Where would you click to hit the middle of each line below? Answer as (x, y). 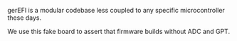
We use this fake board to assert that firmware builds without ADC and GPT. (118, 31)
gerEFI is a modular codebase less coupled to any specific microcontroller (116, 10)
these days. (25, 18)
